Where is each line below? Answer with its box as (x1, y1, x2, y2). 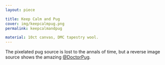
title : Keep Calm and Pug (5, 16, 60, 22)
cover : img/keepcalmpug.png (5, 21, 65, 26)
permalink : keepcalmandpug (5, 26, 62, 31)
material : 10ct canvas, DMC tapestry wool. (5, 35, 99, 40)
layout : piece (5, 7, 36, 13)
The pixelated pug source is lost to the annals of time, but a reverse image (5, 49, 160, 55)
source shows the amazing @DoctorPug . (5, 54, 91, 60)
